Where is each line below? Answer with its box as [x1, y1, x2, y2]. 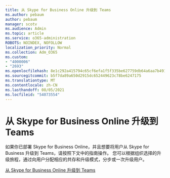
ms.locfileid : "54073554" [5, 92, 60, 97]
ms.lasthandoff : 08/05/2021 [5, 87, 65, 93]
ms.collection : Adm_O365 [5, 50, 58, 55]
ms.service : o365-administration [5, 36, 76, 41]
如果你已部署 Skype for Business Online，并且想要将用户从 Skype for [5, 144, 149, 150]
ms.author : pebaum [5, 12, 44, 17]
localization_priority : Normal [5, 45, 71, 50]
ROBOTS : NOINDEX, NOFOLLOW [5, 40, 62, 46]
